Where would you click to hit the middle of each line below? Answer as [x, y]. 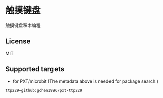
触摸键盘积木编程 [23, 25]
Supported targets [35, 69]
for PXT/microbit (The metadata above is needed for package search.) [86, 81]
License [18, 41]
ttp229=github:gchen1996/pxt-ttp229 [44, 90]
